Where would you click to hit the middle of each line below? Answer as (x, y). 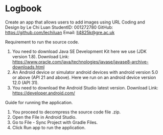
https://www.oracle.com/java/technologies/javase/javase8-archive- (80, 62)
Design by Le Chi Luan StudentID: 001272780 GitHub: (59, 27)
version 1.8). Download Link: (41, 56)
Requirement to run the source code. (42, 42)
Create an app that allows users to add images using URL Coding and (75, 22)
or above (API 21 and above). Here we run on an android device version (84, 77)
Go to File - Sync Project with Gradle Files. (55, 122)
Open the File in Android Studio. (44, 117)
